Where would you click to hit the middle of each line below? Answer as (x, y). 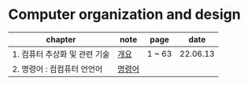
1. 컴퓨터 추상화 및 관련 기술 (61, 54)
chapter (61, 39)
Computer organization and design (125, 15)
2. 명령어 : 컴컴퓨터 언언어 (57, 68)
